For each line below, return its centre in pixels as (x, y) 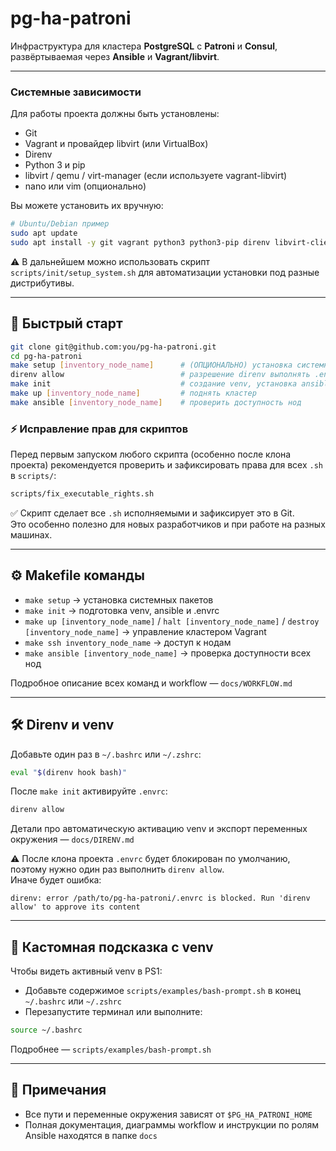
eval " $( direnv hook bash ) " (69, 772)
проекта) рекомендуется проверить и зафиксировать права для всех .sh (166, 465)
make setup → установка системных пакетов (119, 599)
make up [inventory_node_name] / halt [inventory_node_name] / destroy (172, 621)
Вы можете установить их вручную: (87, 206)
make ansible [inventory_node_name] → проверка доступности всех (168, 653)
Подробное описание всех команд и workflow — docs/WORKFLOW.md (151, 683)
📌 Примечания (58, 1090)
